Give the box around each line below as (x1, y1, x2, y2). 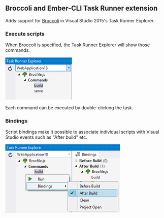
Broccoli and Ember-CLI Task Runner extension (5, 4, 158, 13)
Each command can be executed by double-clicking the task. (5, 105, 134, 111)
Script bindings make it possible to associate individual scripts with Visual (5, 129, 159, 135)
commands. (5, 47, 30, 53)
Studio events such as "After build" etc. (5, 134, 87, 140)
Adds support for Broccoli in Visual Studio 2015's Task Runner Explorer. (5, 17, 155, 23)
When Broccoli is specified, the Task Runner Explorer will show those (5, 42, 150, 48)
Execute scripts (5, 30, 45, 37)
